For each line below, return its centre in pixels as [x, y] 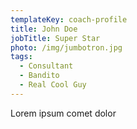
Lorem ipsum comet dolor [63, 113]
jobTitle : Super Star [55, 38]
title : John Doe [44, 29]
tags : [21, 57]
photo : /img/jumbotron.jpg [66, 47]
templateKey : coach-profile [69, 19]
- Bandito [39, 76]
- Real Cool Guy [53, 85]
